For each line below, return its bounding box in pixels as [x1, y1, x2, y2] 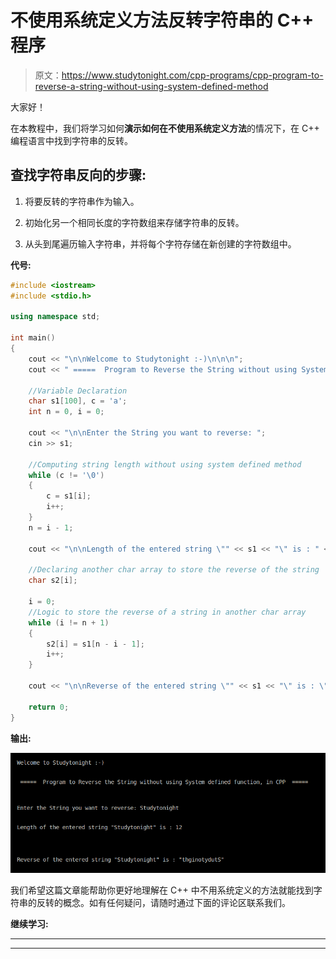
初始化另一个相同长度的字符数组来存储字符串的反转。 [24, 216, 245, 228]
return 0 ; [28, 702, 70, 712]
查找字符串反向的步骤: [10, 167, 147, 184]
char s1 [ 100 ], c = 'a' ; [28, 396, 128, 406]
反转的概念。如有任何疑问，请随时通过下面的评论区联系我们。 [36, 896, 291, 908]
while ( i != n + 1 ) [28, 617, 110, 628]
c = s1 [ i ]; [46, 491, 92, 501]
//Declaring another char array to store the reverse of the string [28, 565, 320, 575]
